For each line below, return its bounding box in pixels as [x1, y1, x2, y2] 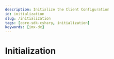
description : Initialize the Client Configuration [5, 7, 110, 12]
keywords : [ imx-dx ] [5, 25, 45, 30]
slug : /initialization [5, 16, 51, 21]
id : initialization [5, 12, 45, 16]
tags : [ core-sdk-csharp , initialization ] [5, 20, 90, 25]
